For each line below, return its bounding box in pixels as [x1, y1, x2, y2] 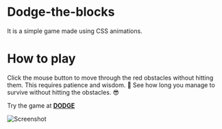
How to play [7, 51, 76, 67]
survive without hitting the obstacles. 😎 [7, 88, 120, 96]
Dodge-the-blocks [7, 4, 115, 20]
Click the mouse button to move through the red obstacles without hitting [7, 73, 214, 82]
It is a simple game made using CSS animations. [7, 27, 143, 35]
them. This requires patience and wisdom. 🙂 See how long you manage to [7, 80, 216, 89]
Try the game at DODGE [7, 101, 75, 110]
